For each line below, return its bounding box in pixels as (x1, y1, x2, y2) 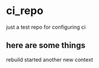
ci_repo (6, 4, 44, 18)
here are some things (6, 40, 85, 50)
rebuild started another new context (6, 56, 93, 63)
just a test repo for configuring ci (6, 23, 86, 30)
